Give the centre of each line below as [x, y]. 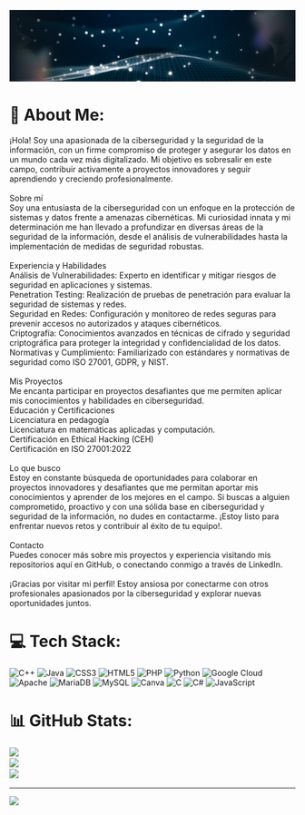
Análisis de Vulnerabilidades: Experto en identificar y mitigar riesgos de [143, 275]
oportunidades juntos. [51, 603]
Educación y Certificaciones [62, 410]
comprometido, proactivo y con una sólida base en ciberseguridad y [137, 506]
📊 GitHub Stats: [71, 721]
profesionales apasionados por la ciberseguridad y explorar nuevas [135, 593]
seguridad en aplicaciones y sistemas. [81, 285]
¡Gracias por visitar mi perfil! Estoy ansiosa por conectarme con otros [139, 584]
